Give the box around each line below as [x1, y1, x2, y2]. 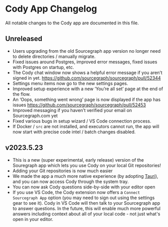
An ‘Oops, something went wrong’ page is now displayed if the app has [12, 96, 161, 102]
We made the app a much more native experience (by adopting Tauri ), [12, 173, 158, 179]
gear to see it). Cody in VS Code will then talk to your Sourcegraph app [12, 200, 160, 206]
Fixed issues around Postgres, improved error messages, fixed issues [12, 59, 157, 65]
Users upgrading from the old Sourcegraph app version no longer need [12, 48, 161, 54]
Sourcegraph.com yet [12, 112, 58, 119]
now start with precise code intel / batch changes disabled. [12, 129, 136, 135]
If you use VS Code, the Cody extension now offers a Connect [12, 189, 140, 195]
